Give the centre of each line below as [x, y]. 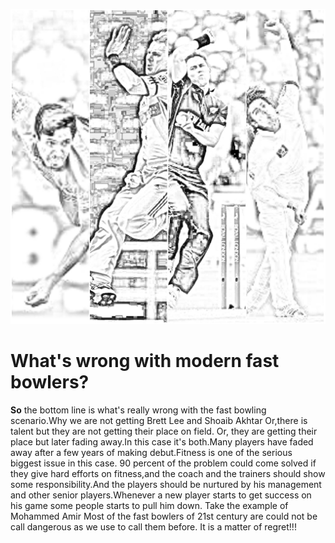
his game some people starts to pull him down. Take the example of [149, 505]
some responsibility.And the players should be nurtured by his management [166, 484]
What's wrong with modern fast [145, 361]
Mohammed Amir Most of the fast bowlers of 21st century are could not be [164, 516]
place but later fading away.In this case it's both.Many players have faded [162, 441]
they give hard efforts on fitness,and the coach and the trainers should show [168, 473]
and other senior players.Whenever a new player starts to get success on [161, 495]
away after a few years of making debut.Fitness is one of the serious [151, 452]
